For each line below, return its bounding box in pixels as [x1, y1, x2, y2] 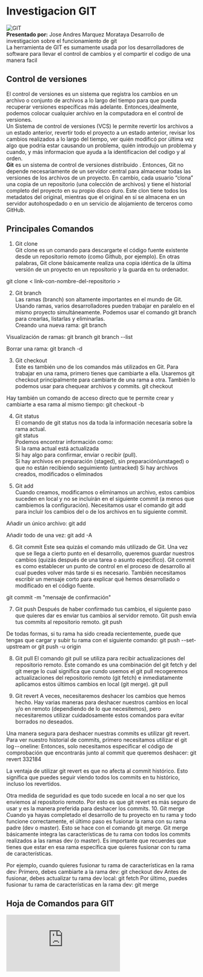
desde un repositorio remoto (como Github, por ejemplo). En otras [15, 253, 180, 260]
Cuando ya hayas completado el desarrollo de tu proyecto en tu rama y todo [6, 811, 197, 818]
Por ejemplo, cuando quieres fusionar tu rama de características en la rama [6, 861, 195, 868]
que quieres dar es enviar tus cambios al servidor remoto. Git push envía [15, 611, 197, 619]
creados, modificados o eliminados [15, 470, 103, 477]
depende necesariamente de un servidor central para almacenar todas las [6, 167, 191, 175]
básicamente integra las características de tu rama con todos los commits [6, 830, 191, 838]
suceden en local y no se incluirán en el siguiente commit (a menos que [15, 495, 195, 502]
